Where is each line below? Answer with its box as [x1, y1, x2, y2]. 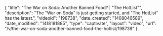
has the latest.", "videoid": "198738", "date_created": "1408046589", [4, 15, 144, 21]
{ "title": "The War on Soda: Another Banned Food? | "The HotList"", [4, 5, 143, 10]
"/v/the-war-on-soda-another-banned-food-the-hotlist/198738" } [4, 26, 138, 32]
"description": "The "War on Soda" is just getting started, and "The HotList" [4, 10, 159, 16]
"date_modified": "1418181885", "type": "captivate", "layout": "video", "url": [4, 20, 157, 26]
